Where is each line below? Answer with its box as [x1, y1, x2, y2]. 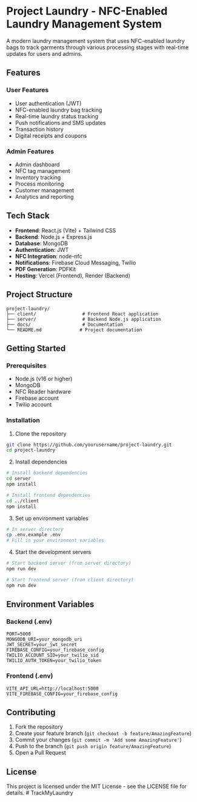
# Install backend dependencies [6, 470, 88, 476]
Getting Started [6, 343, 66, 353]
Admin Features [6, 147, 55, 155]
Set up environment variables [15, 514, 89, 522]
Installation [6, 416, 41, 425]
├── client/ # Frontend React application [6, 311, 159, 317]
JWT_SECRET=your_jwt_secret [6, 642, 78, 648]
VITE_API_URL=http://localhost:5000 [6, 686, 99, 692]
